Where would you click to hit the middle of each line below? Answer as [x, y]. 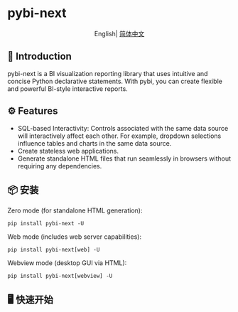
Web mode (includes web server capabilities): [75, 237]
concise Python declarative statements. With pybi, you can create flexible [115, 81]
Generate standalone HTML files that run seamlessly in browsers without [124, 158]
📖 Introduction [40, 57]
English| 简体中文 [119, 33]
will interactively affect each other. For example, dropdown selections [119, 136]
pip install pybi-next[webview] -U [60, 276]
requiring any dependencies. [60, 166]
